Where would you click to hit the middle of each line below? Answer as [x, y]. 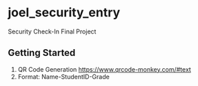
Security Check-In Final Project [52, 31]
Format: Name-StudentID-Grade [63, 76]
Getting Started [42, 53]
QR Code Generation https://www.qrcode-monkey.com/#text [105, 69]
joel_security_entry [64, 13]
